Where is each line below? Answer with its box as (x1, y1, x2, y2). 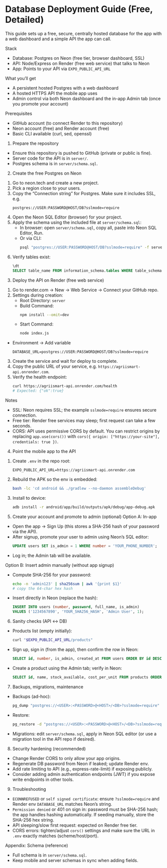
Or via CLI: (19, 235, 42, 241)
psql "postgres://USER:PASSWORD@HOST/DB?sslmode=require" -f (19, 245, 149, 250)
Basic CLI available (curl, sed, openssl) (12, 130, 92, 136)
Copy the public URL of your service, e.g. (12, 363, 97, 369)
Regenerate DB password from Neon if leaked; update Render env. (12, 760, 149, 766)
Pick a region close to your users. (12, 185, 81, 191)
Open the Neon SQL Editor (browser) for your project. (12, 214, 122, 220)
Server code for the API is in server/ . (12, 155, 88, 161)
